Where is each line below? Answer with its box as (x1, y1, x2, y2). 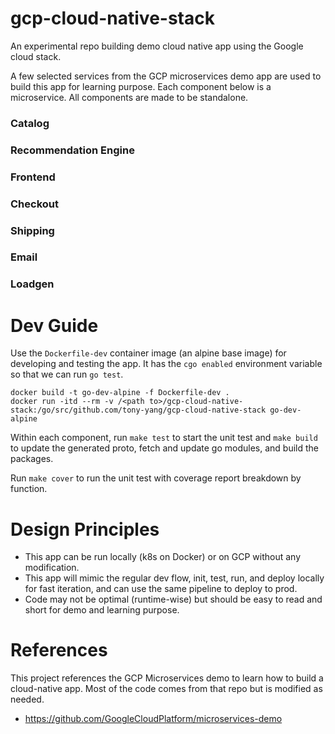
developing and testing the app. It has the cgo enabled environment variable (10, 358, 323, 370)
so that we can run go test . (10, 368, 124, 381)
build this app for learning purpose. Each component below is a (10, 80, 272, 92)
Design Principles (10, 518, 160, 541)
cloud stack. (10, 50, 62, 62)
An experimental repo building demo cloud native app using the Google (10, 40, 304, 52)
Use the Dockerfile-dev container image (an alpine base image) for (10, 347, 287, 359)
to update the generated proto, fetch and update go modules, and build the (10, 442, 320, 454)
